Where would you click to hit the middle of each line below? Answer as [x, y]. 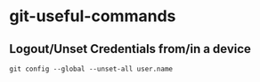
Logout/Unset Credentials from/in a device [130, 49]
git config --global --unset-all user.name [91, 69]
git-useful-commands [93, 16]
